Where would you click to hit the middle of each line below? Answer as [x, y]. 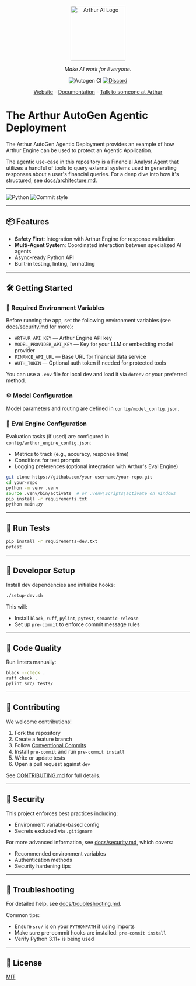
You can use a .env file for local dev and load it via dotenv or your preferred [97, 375]
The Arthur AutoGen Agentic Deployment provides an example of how [90, 144]
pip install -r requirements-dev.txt [52, 542]
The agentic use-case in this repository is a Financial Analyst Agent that [92, 162]
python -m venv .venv [32, 488]
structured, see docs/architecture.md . [52, 180]
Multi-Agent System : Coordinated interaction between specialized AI [98, 245]
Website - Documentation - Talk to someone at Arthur [98, 92]
